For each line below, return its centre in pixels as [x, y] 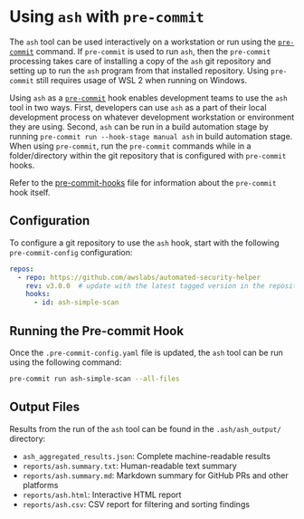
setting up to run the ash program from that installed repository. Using [139, 71]
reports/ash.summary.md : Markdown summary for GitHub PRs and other [155, 475]
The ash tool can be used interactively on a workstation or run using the [142, 42]
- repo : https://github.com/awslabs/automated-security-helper [139, 277]
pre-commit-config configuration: [71, 252]
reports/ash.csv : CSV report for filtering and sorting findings [136, 504]
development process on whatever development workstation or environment [152, 117]
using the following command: [66, 362]
